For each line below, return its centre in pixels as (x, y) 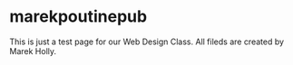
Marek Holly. (33, 51)
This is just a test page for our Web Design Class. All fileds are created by (146, 42)
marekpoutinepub (78, 17)
